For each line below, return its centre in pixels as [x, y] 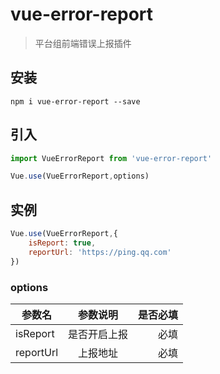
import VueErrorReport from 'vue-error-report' [111, 158]
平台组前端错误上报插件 [83, 43]
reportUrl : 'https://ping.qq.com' [100, 252]
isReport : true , [62, 243]
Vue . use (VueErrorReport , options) [80, 176]
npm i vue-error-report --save [75, 101]
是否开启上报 [98, 334]
